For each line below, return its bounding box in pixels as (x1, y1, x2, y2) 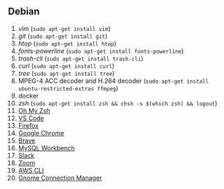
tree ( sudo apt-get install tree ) (18, 69, 115, 77)
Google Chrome (18, 129, 65, 137)
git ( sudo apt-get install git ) (18, 32, 108, 40)
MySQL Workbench (18, 143, 75, 152)
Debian (8, 6, 40, 18)
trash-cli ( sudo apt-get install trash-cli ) (18, 54, 143, 63)
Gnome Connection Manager (18, 174, 103, 182)
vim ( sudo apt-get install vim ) (18, 24, 111, 32)
